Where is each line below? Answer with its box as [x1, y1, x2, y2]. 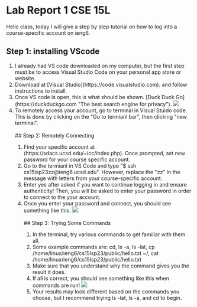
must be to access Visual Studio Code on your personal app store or [14, 68, 182, 76]
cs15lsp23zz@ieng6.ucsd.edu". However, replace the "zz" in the [23, 168, 180, 175]
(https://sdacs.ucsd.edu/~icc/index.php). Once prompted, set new [23, 149, 185, 156]
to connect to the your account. [23, 193, 101, 201]
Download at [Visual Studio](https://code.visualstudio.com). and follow [14, 81, 188, 88]
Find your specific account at [23, 143, 95, 151]
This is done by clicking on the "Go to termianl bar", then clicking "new [14, 113, 188, 120]
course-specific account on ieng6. [6, 29, 91, 36]
